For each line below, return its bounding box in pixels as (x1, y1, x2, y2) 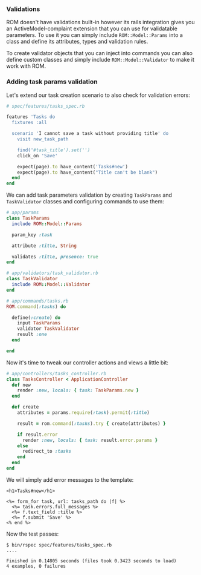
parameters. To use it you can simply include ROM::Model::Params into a (6, 31, 183, 39)
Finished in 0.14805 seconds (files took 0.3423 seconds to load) (6, 557, 177, 564)
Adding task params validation (6, 77, 98, 86)
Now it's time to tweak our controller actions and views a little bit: (6, 359, 169, 366)
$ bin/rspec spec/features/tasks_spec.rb (6, 542, 112, 548)
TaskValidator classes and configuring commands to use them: (6, 198, 164, 205)
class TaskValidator (6, 276, 59, 282)
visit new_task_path (17, 136, 69, 142)
